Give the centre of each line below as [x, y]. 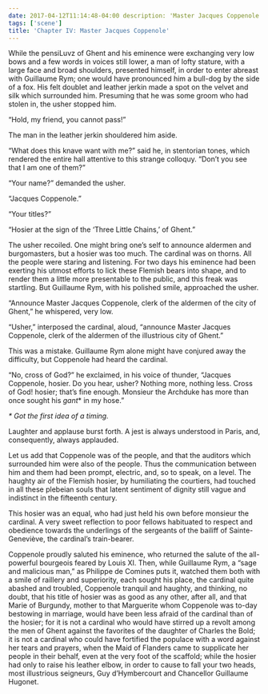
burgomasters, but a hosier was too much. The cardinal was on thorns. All [130, 253]
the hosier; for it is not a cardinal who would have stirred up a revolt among [132, 622]
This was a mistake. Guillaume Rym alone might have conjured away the [127, 351]
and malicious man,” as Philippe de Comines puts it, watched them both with [134, 572]
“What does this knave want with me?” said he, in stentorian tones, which [129, 151]
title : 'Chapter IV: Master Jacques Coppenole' [89, 30]
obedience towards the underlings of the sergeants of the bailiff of [118, 530]
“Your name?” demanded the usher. [67, 183]
